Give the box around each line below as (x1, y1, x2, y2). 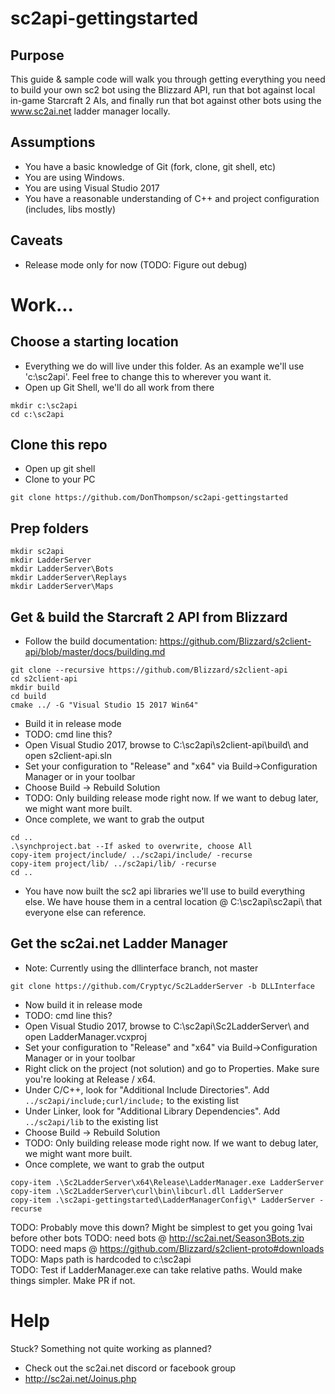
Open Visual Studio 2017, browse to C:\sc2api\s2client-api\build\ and (24, 739, 309, 751)
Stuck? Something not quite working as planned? (10, 1342, 212, 1354)
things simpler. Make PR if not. (10, 1274, 136, 1286)
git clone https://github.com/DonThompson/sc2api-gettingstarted (10, 493, 288, 503)
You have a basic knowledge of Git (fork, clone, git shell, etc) (24, 160, 277, 172)
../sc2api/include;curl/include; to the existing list (24, 1094, 240, 1106)
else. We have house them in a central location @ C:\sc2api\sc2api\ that (24, 896, 323, 908)
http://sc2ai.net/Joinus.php (24, 1372, 137, 1384)
